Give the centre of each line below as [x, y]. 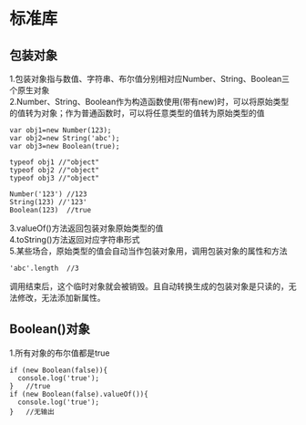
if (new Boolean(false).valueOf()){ [79, 394]
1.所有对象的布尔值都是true [60, 353]
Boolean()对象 [50, 329]
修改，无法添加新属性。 [61, 298]
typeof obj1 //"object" [55, 162]
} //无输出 [32, 411]
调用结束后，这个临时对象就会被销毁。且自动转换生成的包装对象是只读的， [149, 286]
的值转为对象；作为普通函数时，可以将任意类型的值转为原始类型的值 [137, 113]
